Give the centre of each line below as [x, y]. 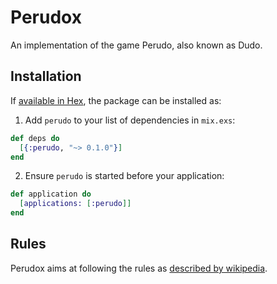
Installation [46, 76]
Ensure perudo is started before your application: [124, 176]
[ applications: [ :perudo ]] [75, 204]
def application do [51, 194]
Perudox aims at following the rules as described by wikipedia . [139, 268]
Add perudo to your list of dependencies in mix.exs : [130, 120]
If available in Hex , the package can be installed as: [116, 100]
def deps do [35, 138]
